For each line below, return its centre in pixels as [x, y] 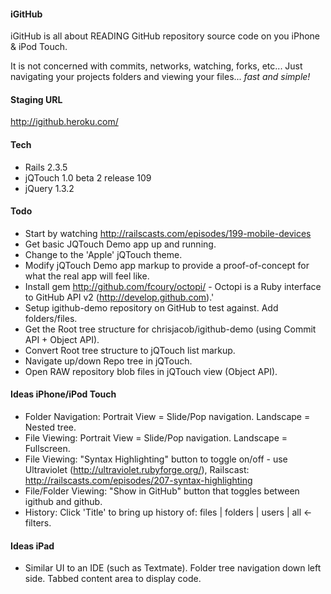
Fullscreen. [47, 449]
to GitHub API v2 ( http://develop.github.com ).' [119, 297]
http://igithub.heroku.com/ [64, 122]
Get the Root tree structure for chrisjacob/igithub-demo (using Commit [170, 329]
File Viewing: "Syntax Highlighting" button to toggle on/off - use [156, 459]
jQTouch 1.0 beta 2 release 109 [88, 177]
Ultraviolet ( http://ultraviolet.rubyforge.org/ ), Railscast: [137, 470]
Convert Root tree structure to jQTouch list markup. [130, 350]
